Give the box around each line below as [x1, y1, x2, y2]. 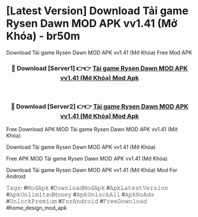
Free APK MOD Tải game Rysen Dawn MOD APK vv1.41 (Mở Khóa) [6, 155, 168, 162]
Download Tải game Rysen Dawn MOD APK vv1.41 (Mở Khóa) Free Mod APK [6, 49, 193, 56]
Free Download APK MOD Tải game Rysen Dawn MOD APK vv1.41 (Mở [6, 126, 178, 133]
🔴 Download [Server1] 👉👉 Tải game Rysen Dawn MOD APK [11, 64, 188, 72]
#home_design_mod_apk [6, 204, 67, 211]
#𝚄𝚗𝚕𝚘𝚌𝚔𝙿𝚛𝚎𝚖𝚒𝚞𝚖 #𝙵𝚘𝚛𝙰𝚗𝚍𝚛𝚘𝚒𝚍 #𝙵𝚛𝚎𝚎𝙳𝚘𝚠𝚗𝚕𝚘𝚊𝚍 [6, 197, 147, 205]
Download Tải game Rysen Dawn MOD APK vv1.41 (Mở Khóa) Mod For [6, 166, 178, 173]
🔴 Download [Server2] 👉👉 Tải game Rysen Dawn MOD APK [11, 103, 189, 111]
